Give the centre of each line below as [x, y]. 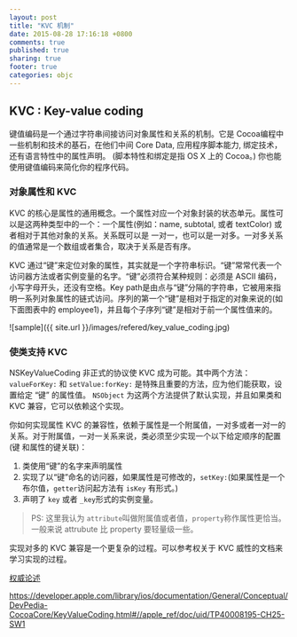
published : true [39, 51]
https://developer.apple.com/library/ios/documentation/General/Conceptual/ [148, 596]
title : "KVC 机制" [42, 26]
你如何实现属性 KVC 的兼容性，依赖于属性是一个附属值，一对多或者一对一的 [148, 425]
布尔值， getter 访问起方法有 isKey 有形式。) [100, 488]
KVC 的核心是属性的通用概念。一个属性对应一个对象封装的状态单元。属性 [143, 213]
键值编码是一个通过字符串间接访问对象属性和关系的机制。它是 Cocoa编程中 [146, 133]
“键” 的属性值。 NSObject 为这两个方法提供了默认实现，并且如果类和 [158, 395]
